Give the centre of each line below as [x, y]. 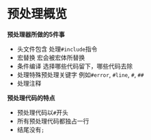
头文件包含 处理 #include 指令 [57, 49]
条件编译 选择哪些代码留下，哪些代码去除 [75, 66]
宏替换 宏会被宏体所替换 [51, 57]
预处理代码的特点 [31, 97]
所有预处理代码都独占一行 [53, 121]
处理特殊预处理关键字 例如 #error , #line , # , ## [80, 74]
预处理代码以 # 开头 [42, 112]
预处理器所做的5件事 [36, 34]
